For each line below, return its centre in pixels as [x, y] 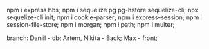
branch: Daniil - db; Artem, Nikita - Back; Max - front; [82, 38]
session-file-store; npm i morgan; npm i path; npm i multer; [91, 24]
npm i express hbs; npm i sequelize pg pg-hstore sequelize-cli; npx [102, 10]
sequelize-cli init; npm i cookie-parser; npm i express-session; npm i [104, 17]
